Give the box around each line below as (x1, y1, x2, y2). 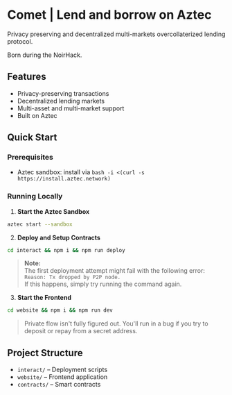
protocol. (7, 37, 33, 45)
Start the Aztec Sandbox (17, 207, 90, 215)
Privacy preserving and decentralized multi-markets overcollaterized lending (7, 30, 226, 38)
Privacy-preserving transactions (17, 89, 109, 97)
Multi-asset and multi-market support (17, 104, 125, 112)
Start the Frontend (17, 294, 71, 302)
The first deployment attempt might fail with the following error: (24, 267, 206, 275)
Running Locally (7, 192, 63, 201)
